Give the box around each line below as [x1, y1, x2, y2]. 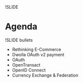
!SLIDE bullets [5, 37, 33, 43]
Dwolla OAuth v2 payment [12, 51, 65, 57]
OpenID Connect [12, 67, 46, 73]
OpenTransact [12, 62, 41, 67]
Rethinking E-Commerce [12, 46, 62, 52]
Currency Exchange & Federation [12, 72, 79, 78]
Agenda [5, 21, 37, 32]
